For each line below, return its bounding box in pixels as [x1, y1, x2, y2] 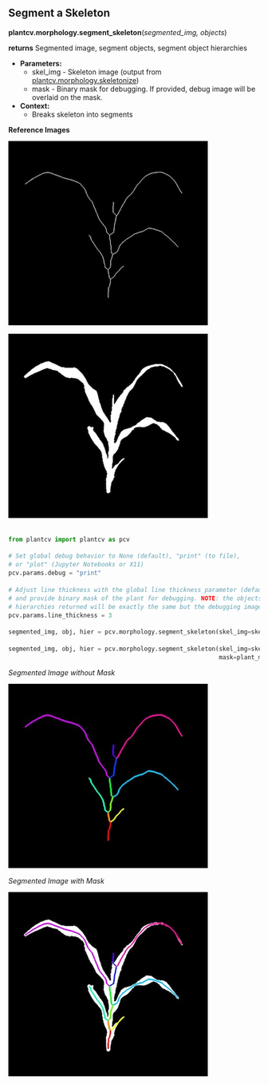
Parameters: [19, 58, 62, 68]
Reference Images [8, 125, 70, 134]
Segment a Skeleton [8, 6, 110, 20]
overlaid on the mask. [31, 92, 103, 102]
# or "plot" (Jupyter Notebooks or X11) [8, 561, 145, 569]
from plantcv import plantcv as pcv [8, 535, 130, 543]
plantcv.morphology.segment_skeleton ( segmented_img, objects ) [8, 27, 227, 37]
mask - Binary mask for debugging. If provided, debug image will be [31, 84, 256, 93]
